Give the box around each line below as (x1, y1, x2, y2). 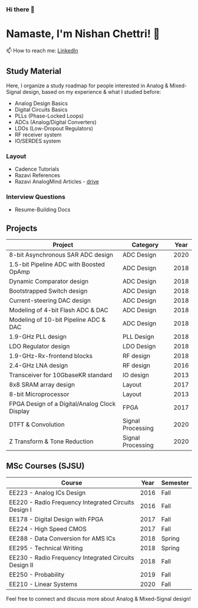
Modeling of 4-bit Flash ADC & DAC (9, 306, 109, 315)
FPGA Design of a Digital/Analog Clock (9, 400, 116, 408)
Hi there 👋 (6, 5, 35, 14)
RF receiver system (14, 131, 62, 138)
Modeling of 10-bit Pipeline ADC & (9, 316, 106, 324)
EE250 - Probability (9, 570, 65, 578)
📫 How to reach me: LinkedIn (6, 47, 78, 54)
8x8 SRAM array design (9, 381, 75, 389)
